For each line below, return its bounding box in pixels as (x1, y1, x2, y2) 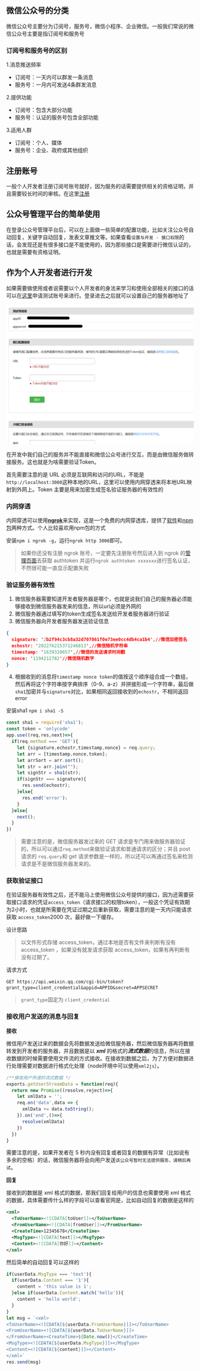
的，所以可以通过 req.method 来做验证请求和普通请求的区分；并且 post (20, 845, 190, 852)
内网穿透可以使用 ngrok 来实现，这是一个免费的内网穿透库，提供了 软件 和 (6, 517, 183, 524)
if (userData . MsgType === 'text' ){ (6, 1271, 92, 1277)
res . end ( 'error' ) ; (21, 795, 68, 801)
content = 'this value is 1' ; (17, 1283, 92, 1290)
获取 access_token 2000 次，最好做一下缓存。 (6, 913, 117, 921)
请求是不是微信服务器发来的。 (20, 860, 94, 867)
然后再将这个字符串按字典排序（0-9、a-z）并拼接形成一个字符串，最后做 (14, 680, 194, 688)
